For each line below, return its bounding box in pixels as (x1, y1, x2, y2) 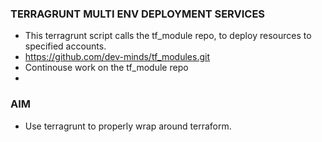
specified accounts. (24, 40, 107, 52)
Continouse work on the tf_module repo (24, 62, 189, 74)
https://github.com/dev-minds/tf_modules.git (24, 51, 211, 63)
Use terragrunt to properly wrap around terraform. (24, 120, 232, 132)
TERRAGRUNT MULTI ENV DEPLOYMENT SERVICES (10, 7, 266, 21)
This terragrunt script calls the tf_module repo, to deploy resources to (24, 30, 312, 42)
